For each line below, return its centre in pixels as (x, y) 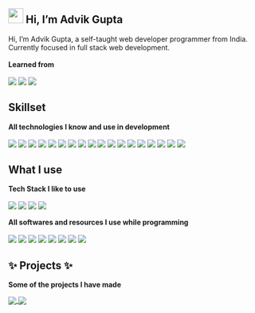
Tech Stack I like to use (47, 189)
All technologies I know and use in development (89, 127)
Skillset (27, 107)
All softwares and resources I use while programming (98, 222)
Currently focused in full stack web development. (89, 47)
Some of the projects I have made (65, 285)
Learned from (31, 64)
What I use (35, 170)
